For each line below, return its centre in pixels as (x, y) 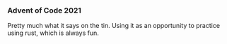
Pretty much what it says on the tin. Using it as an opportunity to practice (114, 26)
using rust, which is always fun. (53, 33)
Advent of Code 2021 (44, 10)
